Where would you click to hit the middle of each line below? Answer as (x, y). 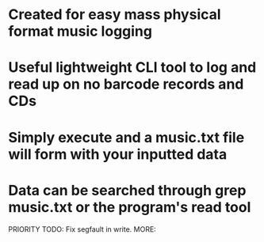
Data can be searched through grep (127, 190)
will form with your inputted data (118, 154)
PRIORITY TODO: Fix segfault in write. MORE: (82, 229)
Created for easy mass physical (115, 15)
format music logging (80, 31)
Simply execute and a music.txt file (126, 137)
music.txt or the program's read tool (130, 207)
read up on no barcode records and (126, 84)
